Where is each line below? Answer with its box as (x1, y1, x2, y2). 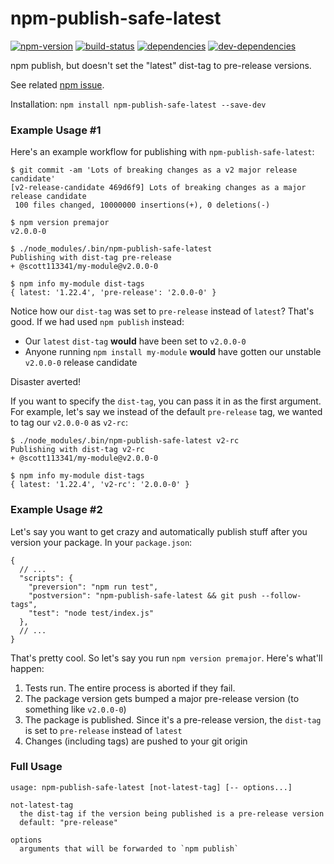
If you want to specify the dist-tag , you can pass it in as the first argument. (10, 395, 322, 407)
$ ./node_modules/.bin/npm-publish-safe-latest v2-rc (10, 436, 240, 446)
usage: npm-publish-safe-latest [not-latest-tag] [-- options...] (10, 782, 293, 792)
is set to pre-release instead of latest (24, 724, 183, 736)
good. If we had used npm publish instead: (10, 316, 185, 328)
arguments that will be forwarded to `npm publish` (19, 843, 240, 854)
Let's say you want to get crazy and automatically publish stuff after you (10, 525, 308, 537)
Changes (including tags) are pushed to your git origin (24, 735, 248, 747)
